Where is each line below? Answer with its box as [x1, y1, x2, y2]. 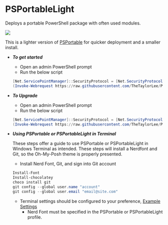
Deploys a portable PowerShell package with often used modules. [5, 20, 141, 26]
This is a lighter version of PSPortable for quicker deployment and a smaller [5, 39, 161, 45]
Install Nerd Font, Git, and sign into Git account [19, 161, 116, 167]
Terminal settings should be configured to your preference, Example [19, 198, 161, 204]
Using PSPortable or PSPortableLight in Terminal [12, 131, 116, 137]
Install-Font [12, 170, 40, 175]
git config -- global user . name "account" [12, 184, 100, 189]
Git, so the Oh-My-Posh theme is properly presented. [12, 151, 122, 157]
